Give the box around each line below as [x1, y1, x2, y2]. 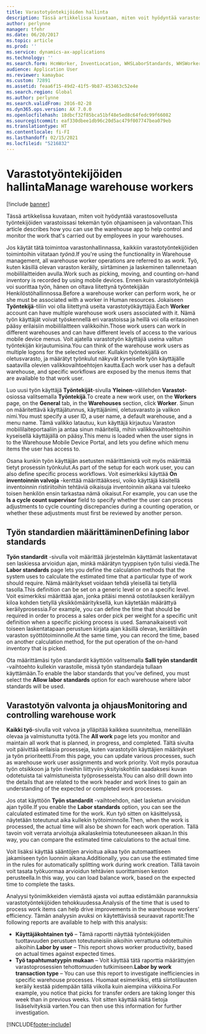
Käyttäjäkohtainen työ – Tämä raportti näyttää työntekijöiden [15, 931, 170, 938]
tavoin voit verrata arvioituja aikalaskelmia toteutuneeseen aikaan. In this [6, 829, 188, 837]
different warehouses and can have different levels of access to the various [6, 328, 197, 336]
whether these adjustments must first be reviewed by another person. [6, 509, 183, 516]
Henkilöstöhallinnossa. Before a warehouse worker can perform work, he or [6, 290, 196, 297]
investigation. [15, 1009, 50, 1016]
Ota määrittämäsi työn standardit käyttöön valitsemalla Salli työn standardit [6, 656, 197, 664]
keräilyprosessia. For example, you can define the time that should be [6, 605, 181, 612]
